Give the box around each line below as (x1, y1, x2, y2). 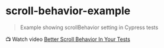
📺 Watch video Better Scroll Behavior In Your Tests (5, 36, 131, 43)
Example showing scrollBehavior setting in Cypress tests (20, 24, 159, 31)
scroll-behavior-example (5, 4, 131, 18)
